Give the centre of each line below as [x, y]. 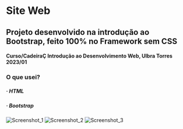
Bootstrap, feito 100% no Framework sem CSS [92, 41]
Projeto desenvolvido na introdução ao [78, 32]
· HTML [15, 91]
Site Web [28, 11]
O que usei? [23, 77]
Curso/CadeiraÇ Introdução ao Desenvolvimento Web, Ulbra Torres [89, 56]
